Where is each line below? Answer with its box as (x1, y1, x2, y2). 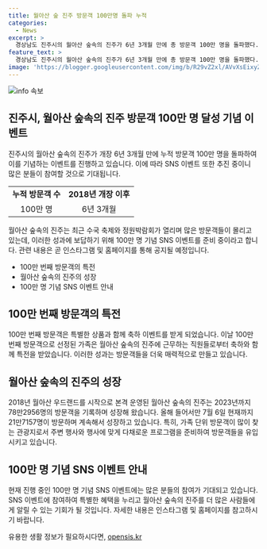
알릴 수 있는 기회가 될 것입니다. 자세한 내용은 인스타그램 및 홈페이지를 (16, 505, 230, 514)
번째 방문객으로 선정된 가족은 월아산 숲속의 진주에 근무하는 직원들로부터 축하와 (8, 340, 250, 349)
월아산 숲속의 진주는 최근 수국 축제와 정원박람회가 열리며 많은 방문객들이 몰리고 (8, 225, 253, 235)
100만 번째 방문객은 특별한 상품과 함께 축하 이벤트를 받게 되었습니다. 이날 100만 (8, 330, 254, 340)
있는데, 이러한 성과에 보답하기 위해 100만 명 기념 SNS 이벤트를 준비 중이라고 (8, 235, 244, 244)
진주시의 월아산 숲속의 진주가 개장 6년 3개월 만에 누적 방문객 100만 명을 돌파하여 (8, 148, 257, 159)
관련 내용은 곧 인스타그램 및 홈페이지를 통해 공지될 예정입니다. (18, 245, 210, 255)
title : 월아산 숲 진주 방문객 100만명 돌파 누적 (8, 11, 147, 20)
